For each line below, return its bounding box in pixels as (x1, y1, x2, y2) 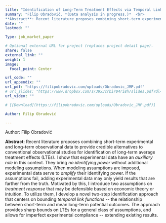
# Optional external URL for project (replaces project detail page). (5, 43, 154, 48)
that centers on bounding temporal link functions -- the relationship (5, 196, 142, 202)
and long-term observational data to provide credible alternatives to (5, 144, 143, 150)
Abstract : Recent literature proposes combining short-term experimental (5, 139, 153, 145)
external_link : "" (5, 52, 43, 57)
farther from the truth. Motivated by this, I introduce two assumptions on (5, 181, 152, 186)
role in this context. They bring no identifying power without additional (5, 160, 148, 166)
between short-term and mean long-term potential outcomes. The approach (5, 202, 160, 208)
